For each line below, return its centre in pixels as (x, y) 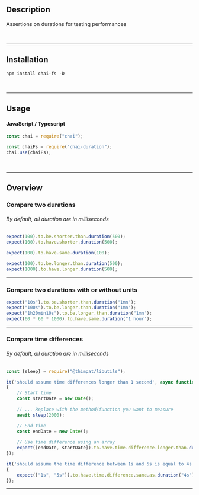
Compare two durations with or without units (72, 290)
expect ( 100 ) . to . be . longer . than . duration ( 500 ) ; (65, 263)
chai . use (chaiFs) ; (29, 152)
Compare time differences (45, 339)
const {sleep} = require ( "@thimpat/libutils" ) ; (66, 371)
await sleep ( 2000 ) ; (41, 415)
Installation (27, 60)
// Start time (34, 393)
